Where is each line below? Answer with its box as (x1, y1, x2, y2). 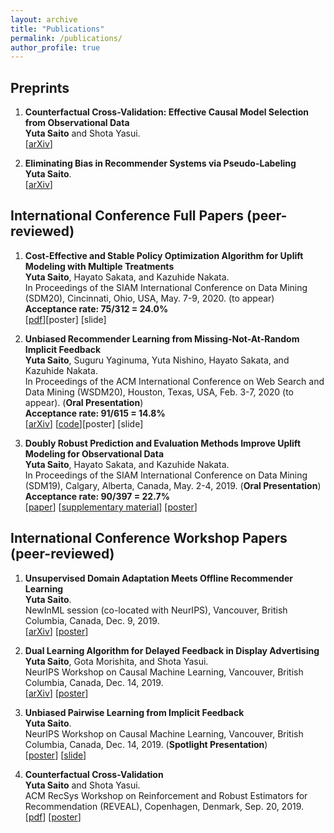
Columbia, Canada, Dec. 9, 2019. (24, 614, 160, 626)
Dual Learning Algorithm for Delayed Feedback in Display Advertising (24, 644, 320, 656)
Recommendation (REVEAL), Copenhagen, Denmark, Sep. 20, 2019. (24, 800, 305, 812)
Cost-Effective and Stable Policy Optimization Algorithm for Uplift (24, 249, 304, 261)
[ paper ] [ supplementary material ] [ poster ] (24, 501, 198, 513)
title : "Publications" (10, 24, 105, 34)
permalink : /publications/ (10, 33, 123, 43)
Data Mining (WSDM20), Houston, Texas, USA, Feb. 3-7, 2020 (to (24, 386, 294, 398)
